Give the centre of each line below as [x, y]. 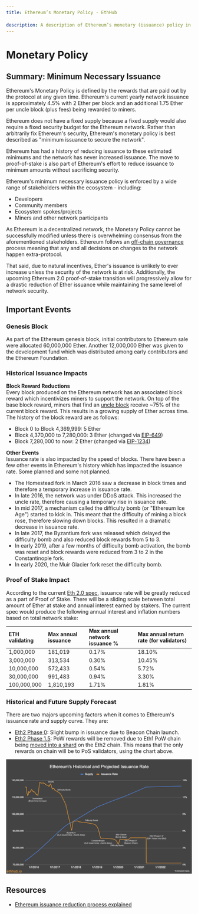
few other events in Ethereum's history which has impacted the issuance [94, 466]
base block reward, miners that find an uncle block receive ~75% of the [93, 405]
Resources [26, 890]
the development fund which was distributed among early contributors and [97, 352]
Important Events [39, 309]
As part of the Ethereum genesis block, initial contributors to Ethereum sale [97, 339]
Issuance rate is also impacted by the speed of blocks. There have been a [96, 459]
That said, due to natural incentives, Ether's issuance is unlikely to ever [92, 266]
